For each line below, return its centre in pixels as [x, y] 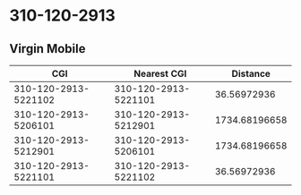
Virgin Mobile [47, 49]
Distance [251, 74]
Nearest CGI [160, 74]
